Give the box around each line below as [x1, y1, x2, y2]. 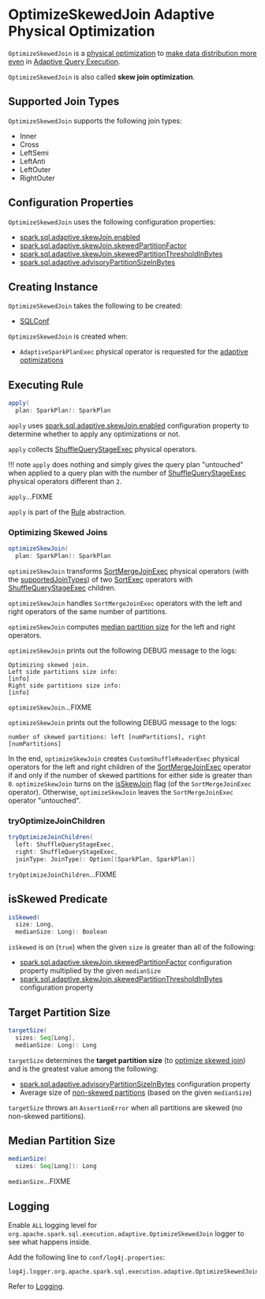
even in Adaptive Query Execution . [8, 57, 121, 66]
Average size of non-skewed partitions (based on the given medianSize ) [19, 1087, 252, 1097]
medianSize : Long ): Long [15, 1041, 97, 1049]
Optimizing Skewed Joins [8, 526, 108, 537]
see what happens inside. [8, 1237, 92, 1247]
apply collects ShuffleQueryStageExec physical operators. [8, 444, 197, 454]
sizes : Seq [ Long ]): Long [15, 1162, 97, 1170]
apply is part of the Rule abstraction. [8, 507, 126, 516]
